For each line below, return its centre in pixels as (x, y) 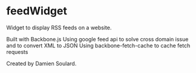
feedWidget (37, 11)
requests (17, 51)
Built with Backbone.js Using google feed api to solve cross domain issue (97, 39)
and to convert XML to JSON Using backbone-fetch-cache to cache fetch (98, 45)
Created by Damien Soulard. (41, 63)
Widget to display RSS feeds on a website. (59, 28)
